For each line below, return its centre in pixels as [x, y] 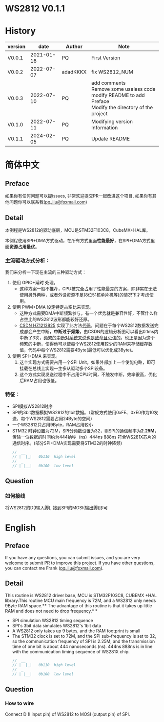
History [20, 31]
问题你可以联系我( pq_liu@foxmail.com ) [48, 202]
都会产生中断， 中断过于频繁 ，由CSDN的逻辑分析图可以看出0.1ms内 [91, 332]
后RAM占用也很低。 [39, 381]
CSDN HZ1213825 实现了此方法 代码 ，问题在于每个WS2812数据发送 [87, 325]
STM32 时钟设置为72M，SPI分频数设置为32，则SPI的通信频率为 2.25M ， [85, 431]
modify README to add [118, 95]
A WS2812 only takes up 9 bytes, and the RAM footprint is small [76, 631]
